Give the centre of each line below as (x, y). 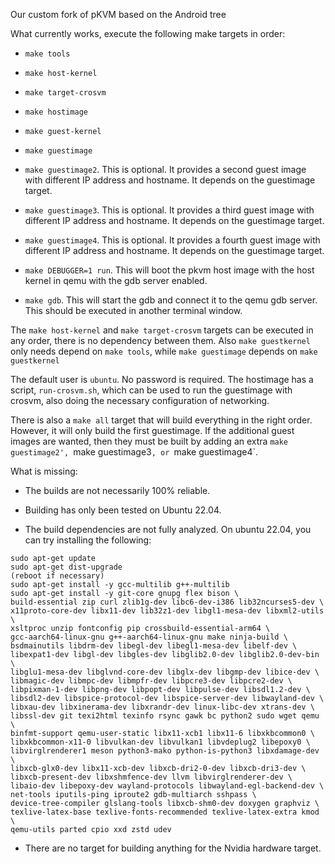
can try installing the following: (88, 540)
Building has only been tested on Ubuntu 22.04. (123, 510)
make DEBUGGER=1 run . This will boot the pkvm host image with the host (169, 270)
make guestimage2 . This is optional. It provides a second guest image (165, 169)
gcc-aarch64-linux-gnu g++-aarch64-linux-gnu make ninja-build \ (149, 637)
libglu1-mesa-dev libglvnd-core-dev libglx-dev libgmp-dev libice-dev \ (165, 672)
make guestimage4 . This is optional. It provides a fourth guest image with (172, 240)
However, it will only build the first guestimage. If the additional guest (152, 430)
